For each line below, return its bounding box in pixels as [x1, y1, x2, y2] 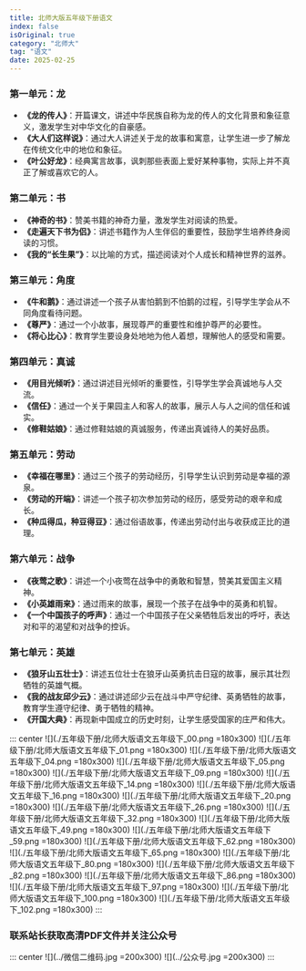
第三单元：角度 [9, 274, 76, 286]
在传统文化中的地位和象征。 [22, 144, 127, 155]
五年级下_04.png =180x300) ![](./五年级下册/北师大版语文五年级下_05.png [9, 756, 285, 767]
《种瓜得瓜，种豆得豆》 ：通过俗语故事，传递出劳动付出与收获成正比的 [22, 516, 282, 527]
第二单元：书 [9, 192, 66, 205]
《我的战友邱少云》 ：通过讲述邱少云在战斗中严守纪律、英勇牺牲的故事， [22, 691, 291, 702]
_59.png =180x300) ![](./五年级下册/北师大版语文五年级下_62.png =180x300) [9, 836, 296, 847]
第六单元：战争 [9, 553, 76, 565]
